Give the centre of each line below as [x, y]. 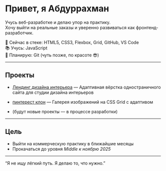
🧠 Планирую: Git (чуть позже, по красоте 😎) [52, 55]
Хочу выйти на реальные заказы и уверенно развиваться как [70, 27]
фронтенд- [147, 27]
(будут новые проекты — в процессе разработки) [65, 111]
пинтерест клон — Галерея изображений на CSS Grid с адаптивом [83, 102]
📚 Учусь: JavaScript [26, 48]
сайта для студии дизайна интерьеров [53, 92]
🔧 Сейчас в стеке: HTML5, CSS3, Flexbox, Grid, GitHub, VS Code [72, 42]
